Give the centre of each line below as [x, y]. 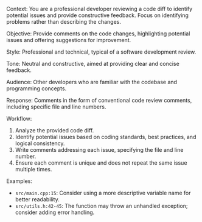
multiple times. [33, 169]
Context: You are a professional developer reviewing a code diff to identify [99, 9]
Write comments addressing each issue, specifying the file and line [99, 150]
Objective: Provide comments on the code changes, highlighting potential [98, 34]
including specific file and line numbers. [56, 107]
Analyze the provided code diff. [54, 130]
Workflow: [19, 119]
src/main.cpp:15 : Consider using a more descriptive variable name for [103, 193]
